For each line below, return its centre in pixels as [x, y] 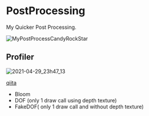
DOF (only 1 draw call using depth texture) [66, 100]
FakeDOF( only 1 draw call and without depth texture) [79, 107]
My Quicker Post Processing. [41, 27]
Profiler [20, 57]
